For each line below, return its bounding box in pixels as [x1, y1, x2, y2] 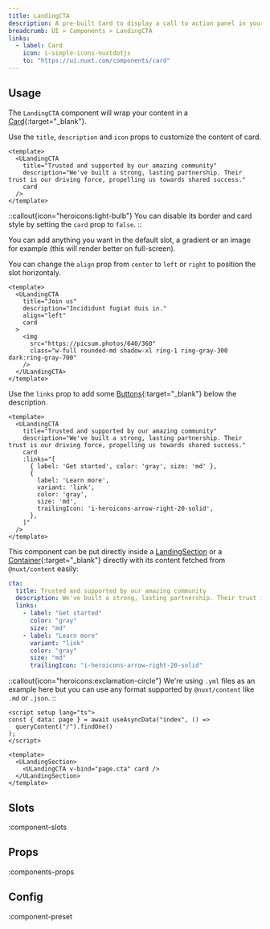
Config [8, 890, 43, 904]
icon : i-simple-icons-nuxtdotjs [22, 49, 131, 57]
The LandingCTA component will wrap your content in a [8, 108, 189, 117]
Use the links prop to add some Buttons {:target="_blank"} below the [8, 388, 237, 398]
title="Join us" [22, 297, 78, 306]
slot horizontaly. [8, 267, 62, 277]
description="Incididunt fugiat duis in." [22, 304, 167, 312]
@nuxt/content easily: [8, 564, 79, 573]
